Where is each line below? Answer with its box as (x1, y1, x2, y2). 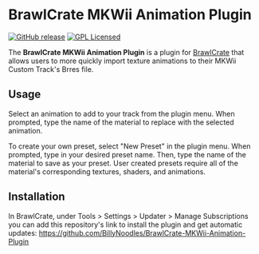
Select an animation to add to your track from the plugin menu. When (8, 109, 235, 118)
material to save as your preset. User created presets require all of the (8, 158, 239, 168)
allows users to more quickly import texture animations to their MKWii (8, 56, 237, 65)
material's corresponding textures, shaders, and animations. (8, 166, 206, 177)
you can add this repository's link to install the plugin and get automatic (8, 220, 243, 229)
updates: (8, 228, 37, 237)
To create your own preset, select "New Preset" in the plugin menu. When (8, 141, 251, 151)
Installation (8, 190, 65, 204)
